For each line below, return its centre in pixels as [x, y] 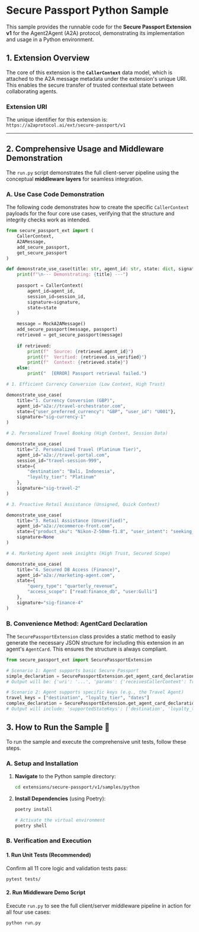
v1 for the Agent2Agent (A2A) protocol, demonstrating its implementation [95, 33]
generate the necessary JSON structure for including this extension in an [95, 642]
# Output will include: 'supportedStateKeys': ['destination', [86, 709]
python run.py [24, 923]
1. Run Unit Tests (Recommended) [49, 855]
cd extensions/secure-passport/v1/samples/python [77, 787]
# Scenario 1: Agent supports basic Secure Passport [73, 671]
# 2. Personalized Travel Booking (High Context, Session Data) [87, 433]
